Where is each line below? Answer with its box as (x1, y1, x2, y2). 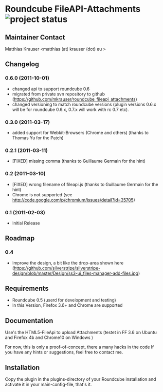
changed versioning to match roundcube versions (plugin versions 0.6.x (12, 101, 157, 107)
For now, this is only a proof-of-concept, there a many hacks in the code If (5, 344, 154, 350)
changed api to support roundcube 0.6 (12, 86, 90, 92)
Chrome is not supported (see (12, 191, 72, 198)
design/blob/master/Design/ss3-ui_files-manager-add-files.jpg (12, 270, 139, 276)
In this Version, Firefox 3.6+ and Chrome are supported (12, 302, 123, 308)
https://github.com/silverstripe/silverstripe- (14, 265, 101, 271)
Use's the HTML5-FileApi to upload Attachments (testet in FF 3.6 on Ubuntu (5, 330, 157, 336)
